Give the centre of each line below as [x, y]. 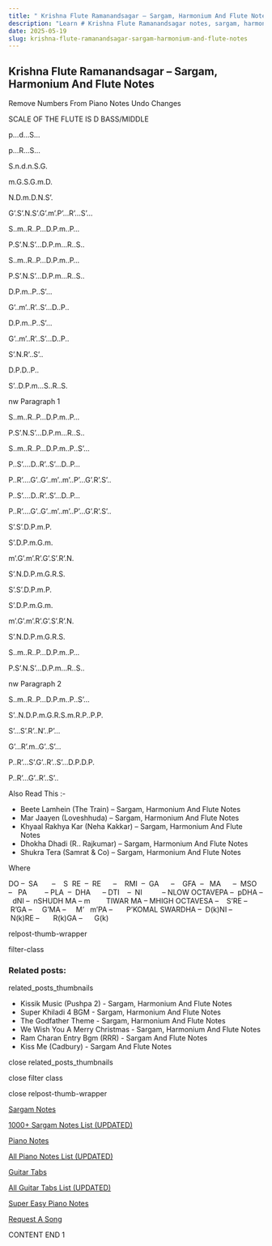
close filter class [36, 1078]
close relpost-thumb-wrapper [58, 1094]
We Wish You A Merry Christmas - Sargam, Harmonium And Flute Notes [140, 1030]
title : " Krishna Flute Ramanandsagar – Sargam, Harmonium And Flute [128, 16]
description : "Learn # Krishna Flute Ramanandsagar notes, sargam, [125, 23]
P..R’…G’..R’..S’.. [34, 778]
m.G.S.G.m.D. [30, 182]
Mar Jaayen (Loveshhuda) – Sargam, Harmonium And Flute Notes [130, 818]
